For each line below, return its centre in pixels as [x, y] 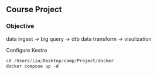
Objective [20, 26]
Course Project [34, 10]
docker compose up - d [33, 66]
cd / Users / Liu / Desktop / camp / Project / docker [60, 60]
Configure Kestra [27, 50]
